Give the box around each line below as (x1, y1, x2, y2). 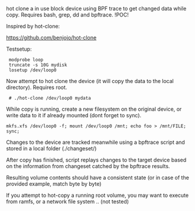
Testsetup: (6, 45, 32, 52)
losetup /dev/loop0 (8, 67, 57, 73)
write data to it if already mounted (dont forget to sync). (6, 112, 142, 118)
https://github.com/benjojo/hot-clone (6, 34, 97, 41)
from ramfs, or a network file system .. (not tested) (6, 198, 129, 205)
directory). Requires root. (6, 84, 67, 91)
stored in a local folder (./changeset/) (6, 145, 97, 152)
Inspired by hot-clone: (6, 23, 60, 29)
